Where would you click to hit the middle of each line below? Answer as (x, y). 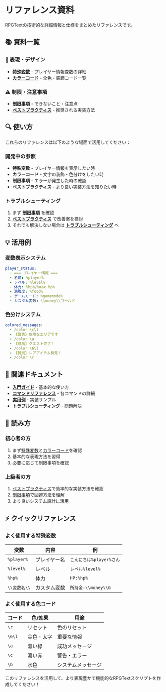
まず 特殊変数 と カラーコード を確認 (47, 450)
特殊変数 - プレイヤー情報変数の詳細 (49, 71)
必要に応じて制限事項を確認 (41, 462)
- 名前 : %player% (27, 278)
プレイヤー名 (50, 560)
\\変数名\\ (19, 587)
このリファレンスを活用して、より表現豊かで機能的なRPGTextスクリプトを (81, 678)
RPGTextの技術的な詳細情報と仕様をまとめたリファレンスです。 (70, 25)
